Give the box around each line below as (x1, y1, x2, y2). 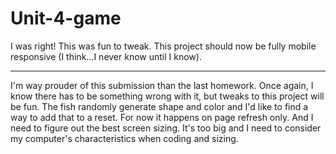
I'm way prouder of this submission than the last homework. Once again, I (10, 79, 314, 91)
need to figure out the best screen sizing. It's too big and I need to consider (10, 122, 322, 134)
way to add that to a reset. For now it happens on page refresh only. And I (10, 111, 314, 123)
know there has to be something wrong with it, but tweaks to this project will (10, 90, 325, 102)
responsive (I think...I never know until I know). (10, 50, 202, 62)
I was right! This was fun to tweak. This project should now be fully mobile (10, 40, 317, 52)
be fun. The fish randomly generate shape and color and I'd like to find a (10, 100, 309, 112)
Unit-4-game (10, 7, 122, 30)
